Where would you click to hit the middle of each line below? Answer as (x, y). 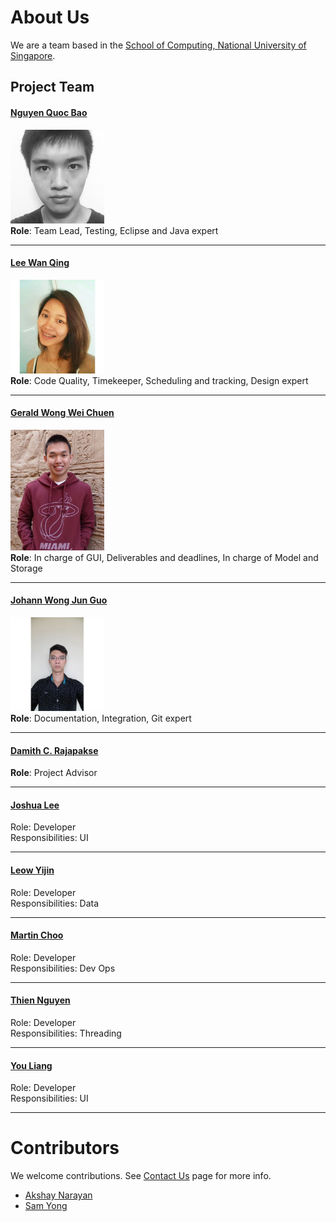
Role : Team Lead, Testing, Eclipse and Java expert (114, 230)
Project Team (52, 87)
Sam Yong (46, 1206)
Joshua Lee (35, 805)
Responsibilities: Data (55, 903)
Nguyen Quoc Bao (49, 112)
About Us (50, 17)
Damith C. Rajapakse (54, 750)
